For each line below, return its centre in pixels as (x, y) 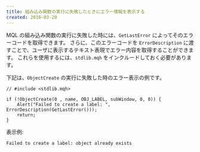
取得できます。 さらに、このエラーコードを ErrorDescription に (110, 42)
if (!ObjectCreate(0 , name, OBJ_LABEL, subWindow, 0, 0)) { (84, 99)
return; (26, 115)
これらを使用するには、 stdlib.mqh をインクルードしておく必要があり (102, 57)
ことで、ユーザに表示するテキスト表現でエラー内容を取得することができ (100, 50)
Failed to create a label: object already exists (69, 143)
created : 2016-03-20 (32, 17)
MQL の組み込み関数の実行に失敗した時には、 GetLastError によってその (95, 35)
